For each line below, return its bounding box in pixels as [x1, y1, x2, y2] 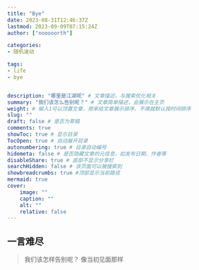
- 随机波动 [7, 48, 35, 55]
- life [7, 67, 26, 74]
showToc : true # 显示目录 [7, 131, 78, 138]
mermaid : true [7, 176, 49, 183]
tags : [7, 61, 23, 68]
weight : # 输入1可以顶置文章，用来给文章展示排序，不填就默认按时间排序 [7, 105, 191, 112]
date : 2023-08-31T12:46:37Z [7, 17, 89, 24]
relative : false [19, 208, 67, 215]
